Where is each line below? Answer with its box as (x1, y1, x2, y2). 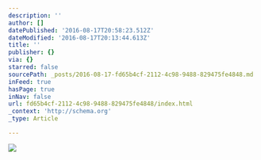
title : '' (8, 41, 41, 49)
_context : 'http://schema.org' (8, 108, 112, 116)
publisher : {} (8, 48, 56, 56)
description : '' (8, 11, 62, 20)
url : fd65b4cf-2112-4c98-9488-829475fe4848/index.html (8, 100, 194, 108)
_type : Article (8, 115, 59, 123)
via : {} (8, 56, 34, 64)
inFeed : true (8, 78, 52, 86)
